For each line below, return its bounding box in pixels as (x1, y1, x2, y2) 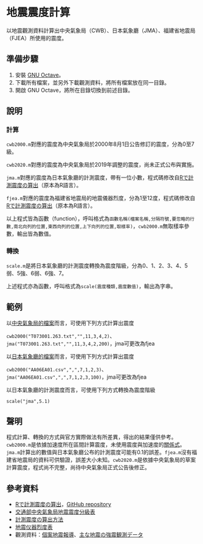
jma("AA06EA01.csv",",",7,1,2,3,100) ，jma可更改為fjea (6, 373, 147, 380)
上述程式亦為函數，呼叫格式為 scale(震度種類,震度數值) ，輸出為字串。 (6, 282, 176, 289)
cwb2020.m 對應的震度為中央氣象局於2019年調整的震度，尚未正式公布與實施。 (6, 161, 198, 168)
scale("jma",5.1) (6, 398, 50, 404)
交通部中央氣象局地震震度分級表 (15, 508, 95, 515)
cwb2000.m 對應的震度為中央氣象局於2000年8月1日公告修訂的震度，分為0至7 (6, 140, 194, 148)
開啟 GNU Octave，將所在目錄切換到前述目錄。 (15, 86, 134, 94)
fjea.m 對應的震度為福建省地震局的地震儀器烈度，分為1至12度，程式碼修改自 (6, 195, 196, 202)
